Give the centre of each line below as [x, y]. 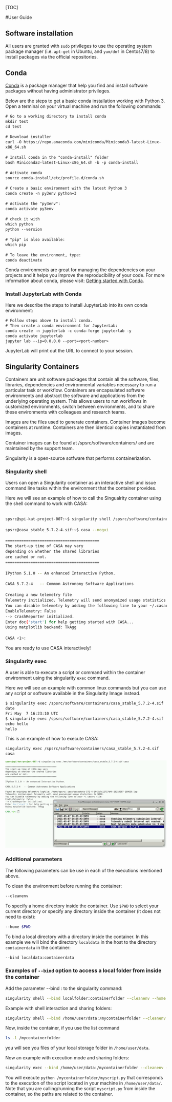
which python [19, 224]
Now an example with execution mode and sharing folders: [67, 1058]
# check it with [23, 219]
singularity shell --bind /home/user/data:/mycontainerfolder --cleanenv [86, 1018]
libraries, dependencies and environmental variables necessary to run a [81, 384]
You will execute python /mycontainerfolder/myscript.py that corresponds [84, 1078]
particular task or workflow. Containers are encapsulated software [75, 390]
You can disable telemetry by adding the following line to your [76, 606]
